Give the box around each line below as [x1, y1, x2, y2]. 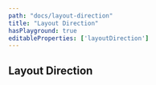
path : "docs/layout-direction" [8, 11, 113, 20]
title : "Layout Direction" [8, 19, 99, 27]
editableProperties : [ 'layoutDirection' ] [8, 34, 150, 42]
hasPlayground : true [8, 26, 78, 34]
